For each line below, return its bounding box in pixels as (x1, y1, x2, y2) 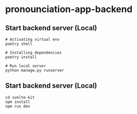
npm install (5, 99, 30, 104)
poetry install (5, 54, 37, 60)
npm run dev (5, 103, 30, 109)
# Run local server (5, 64, 46, 69)
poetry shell (5, 41, 33, 46)
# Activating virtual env (5, 37, 59, 42)
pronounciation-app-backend (5, 4, 132, 15)
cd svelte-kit (5, 95, 35, 100)
